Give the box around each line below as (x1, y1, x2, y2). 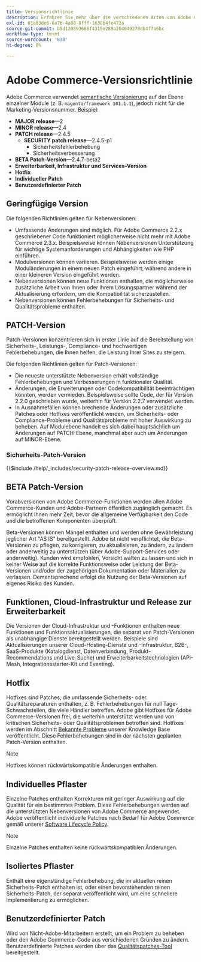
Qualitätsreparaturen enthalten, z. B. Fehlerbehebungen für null (6, 700, 163, 708)
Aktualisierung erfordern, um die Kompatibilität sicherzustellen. (14, 290, 170, 297)
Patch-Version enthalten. (6, 739, 68, 746)
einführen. (14, 251, 41, 259)
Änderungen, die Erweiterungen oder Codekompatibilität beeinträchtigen (14, 385, 194, 392)
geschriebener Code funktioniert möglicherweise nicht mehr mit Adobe (14, 232, 191, 240)
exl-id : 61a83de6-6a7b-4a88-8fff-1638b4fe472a (6, 20, 124, 26)
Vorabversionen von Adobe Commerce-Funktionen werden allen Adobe (6, 498, 182, 505)
